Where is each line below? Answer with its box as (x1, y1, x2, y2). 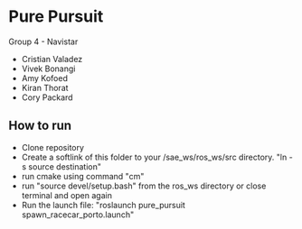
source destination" (28, 160, 101, 172)
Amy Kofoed (21, 72, 69, 83)
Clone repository (21, 142, 85, 152)
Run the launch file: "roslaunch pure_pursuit (21, 199, 186, 210)
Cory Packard (21, 92, 73, 103)
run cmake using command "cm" (21, 170, 145, 181)
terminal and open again (21, 189, 112, 200)
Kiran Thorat (21, 82, 69, 93)
